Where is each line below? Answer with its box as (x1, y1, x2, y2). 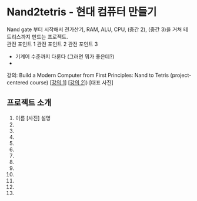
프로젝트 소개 (6, 98, 52, 108)
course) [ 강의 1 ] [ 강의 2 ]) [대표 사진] (29, 79, 113, 86)
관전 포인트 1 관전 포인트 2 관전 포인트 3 (6, 40, 98, 47)
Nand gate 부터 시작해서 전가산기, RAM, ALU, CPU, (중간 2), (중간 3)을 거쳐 (6, 26, 182, 33)
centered (6, 79, 29, 86)
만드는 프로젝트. (32, 33, 68, 40)
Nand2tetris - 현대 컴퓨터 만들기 (6, 5, 157, 19)
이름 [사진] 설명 (15, 114, 51, 121)
